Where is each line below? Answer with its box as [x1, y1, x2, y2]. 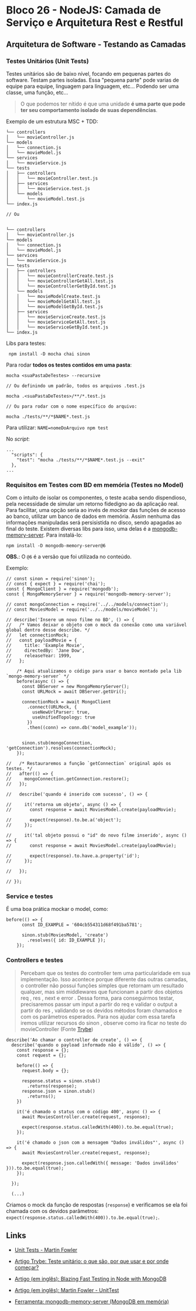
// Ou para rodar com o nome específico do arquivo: [6, 403, 137, 409]
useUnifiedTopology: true [32, 714, 95, 720]
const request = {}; [16, 1052, 67, 1058]
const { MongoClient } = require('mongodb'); [6, 586, 119, 592]
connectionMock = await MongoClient [21, 699, 111, 705]
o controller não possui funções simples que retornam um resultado [20, 982, 184, 989]
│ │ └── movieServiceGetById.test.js [6, 324, 109, 330]
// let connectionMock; [6, 632, 69, 638]
